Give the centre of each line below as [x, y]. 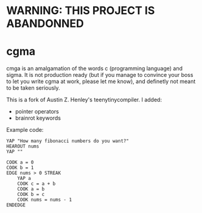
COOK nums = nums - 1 [44, 200]
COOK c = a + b [37, 184]
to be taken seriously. [33, 88]
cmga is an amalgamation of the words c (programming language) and [95, 68]
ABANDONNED [45, 23]
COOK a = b [31, 189]
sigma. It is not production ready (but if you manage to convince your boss [100, 75]
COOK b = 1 [20, 168]
